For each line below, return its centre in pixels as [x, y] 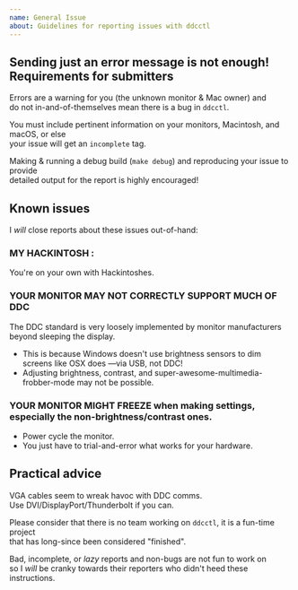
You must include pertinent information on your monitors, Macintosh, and [145, 125]
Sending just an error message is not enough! [139, 62]
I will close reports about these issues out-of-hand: [104, 230]
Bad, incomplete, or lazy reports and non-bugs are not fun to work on [138, 559]
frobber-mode [48, 382]
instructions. [32, 577]
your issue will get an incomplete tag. [78, 143]
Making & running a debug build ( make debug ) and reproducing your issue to [149, 161]
